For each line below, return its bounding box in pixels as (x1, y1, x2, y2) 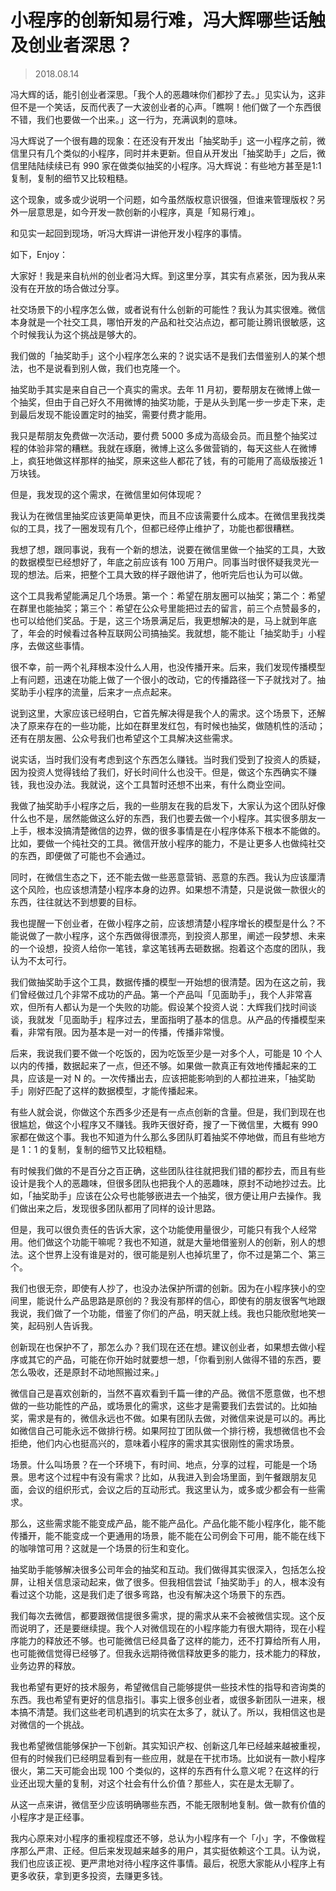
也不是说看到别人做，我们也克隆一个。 (27, 362, 186, 374)
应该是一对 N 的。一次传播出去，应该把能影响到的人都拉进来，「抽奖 (27, 1072, 307, 1084)
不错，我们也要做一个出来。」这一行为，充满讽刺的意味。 (10, 113, 243, 125)
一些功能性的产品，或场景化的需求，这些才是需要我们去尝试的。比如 (27, 1399, 308, 1411)
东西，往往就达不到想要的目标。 (10, 896, 142, 908)
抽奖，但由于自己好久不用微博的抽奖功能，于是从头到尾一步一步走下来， (18, 396, 317, 408)
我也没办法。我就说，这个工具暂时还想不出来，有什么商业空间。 (27, 778, 291, 790)
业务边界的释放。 (10, 1659, 81, 1671)
